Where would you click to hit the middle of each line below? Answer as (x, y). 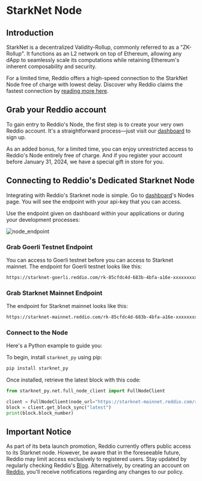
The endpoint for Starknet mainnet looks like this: (67, 306)
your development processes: (43, 219)
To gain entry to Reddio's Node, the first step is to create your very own (95, 124)
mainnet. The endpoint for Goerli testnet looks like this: (74, 266)
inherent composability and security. (51, 66)
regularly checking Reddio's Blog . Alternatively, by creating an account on (98, 465)
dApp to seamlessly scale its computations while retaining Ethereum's (93, 60)
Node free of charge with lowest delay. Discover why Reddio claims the (95, 84)
